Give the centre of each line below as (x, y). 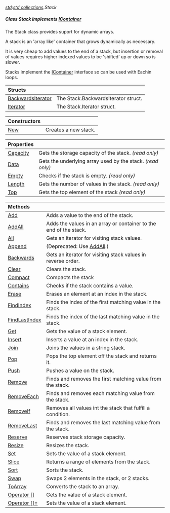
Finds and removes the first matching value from (104, 379)
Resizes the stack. (68, 445)
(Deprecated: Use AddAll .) (77, 246)
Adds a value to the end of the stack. (90, 215)
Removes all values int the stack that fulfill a (98, 408)
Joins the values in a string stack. (86, 348)
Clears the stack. (66, 269)
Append (17, 246)
